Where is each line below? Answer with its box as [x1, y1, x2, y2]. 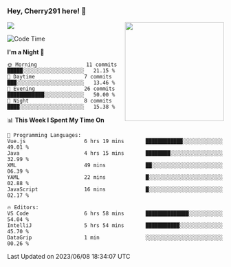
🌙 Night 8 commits [7, 98, 112, 105]
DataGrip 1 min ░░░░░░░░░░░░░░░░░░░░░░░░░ [7, 234, 223, 242]
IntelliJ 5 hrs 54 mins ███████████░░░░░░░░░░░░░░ [7, 222, 223, 229]
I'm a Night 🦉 [7, 48, 45, 56]
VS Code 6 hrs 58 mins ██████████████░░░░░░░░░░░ [7, 210, 223, 217]
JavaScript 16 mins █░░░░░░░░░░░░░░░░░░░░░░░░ [7, 186, 223, 193]
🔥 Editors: [7, 204, 39, 211]
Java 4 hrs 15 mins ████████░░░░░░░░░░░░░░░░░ [7, 150, 223, 157]
